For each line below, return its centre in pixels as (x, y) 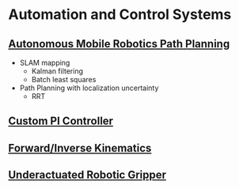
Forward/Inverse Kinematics (80, 148)
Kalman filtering (57, 71)
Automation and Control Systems (120, 15)
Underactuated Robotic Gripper (87, 175)
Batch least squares (64, 79)
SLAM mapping (45, 62)
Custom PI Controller (61, 121)
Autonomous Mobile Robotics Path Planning (119, 44)
